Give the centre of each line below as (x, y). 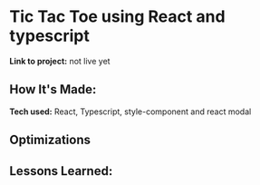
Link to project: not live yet (60, 61)
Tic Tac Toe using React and (117, 17)
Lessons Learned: (61, 171)
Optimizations (50, 140)
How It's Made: (53, 89)
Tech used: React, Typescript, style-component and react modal (130, 112)
